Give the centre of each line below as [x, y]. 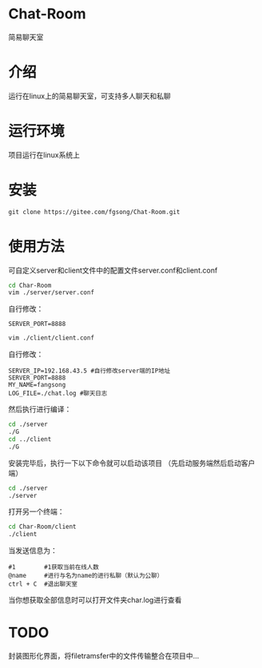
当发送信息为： [33, 551]
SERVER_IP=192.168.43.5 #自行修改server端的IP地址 [89, 371]
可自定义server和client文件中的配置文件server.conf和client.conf [113, 270]
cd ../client [30, 439]
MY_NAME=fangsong [37, 385]
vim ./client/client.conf [51, 338]
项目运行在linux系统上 [44, 155]
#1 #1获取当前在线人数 [54, 567]
